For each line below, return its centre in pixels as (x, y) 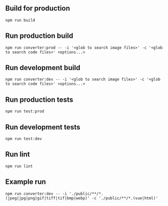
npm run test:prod (25, 111)
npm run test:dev (24, 139)
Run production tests (39, 99)
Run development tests (43, 127)
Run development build (43, 68)
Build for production (38, 8)
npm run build (20, 20)
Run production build (39, 36)
